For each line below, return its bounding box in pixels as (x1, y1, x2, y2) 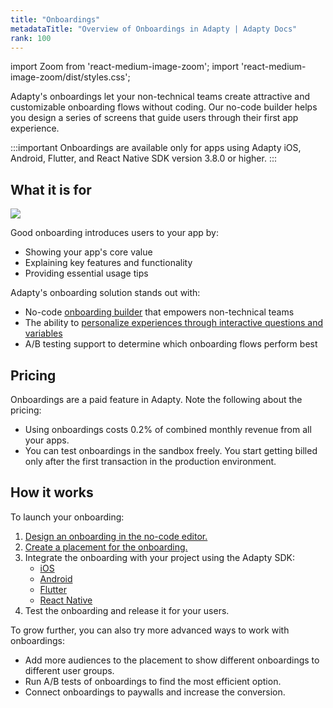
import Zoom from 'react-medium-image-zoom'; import (10, 61, 240, 73)
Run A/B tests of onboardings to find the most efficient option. (24, 675, 282, 687)
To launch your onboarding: (10, 511, 125, 523)
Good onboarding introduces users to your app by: (10, 227, 220, 239)
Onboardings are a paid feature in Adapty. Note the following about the (10, 394, 303, 405)
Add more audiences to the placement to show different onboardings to (24, 654, 320, 666)
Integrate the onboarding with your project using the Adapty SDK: (24, 551, 295, 563)
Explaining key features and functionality (24, 257, 193, 269)
